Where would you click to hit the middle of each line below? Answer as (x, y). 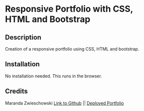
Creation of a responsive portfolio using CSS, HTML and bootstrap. (72, 49)
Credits (17, 91)
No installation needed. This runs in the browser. (54, 76)
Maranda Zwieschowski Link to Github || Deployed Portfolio (64, 103)
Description (23, 37)
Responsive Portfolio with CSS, (69, 9)
